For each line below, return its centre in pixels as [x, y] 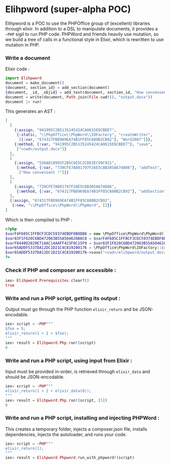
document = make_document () [35, 83]
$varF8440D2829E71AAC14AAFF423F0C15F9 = [49, 243]
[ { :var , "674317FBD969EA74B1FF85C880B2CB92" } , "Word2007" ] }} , [86, 139]
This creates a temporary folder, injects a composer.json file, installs [76, 429]
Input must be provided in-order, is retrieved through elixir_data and [78, 371]
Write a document [28, 58]
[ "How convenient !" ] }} [44, 173]
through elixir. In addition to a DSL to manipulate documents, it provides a [81, 28]
